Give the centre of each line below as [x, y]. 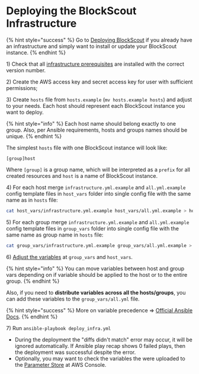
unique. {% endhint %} [34, 136]
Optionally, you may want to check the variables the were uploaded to [100, 358]
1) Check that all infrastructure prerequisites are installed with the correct [95, 64]
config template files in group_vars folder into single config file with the [93, 228]
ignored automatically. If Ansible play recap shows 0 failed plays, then [100, 346]
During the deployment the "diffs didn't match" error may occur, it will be [103, 340]
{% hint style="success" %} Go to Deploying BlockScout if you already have [99, 40]
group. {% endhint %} [33, 281]
